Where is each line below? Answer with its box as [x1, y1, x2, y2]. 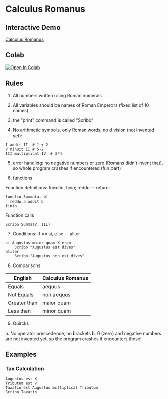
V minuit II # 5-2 [5, 147, 44, 152]
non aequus [42, 291, 71, 298]
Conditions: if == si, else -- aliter [12, 230, 80, 237]
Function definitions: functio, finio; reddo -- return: [5, 184, 110, 190]
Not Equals [8, 291, 34, 298]
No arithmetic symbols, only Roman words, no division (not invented [12, 127, 154, 133]
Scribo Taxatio [5, 390, 37, 395]
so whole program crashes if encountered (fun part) [12, 165, 121, 171]
